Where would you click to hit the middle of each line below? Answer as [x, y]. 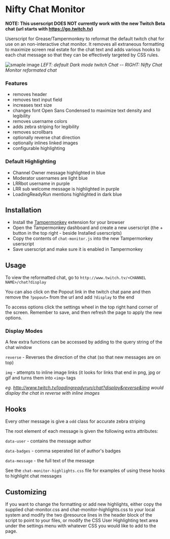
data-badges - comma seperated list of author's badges [63, 451]
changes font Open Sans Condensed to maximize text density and [82, 111]
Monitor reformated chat [31, 70]
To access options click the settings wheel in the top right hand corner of [82, 307]
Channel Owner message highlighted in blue [59, 172]
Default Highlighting [31, 162]
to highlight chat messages [33, 476]
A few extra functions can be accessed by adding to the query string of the [84, 342]
